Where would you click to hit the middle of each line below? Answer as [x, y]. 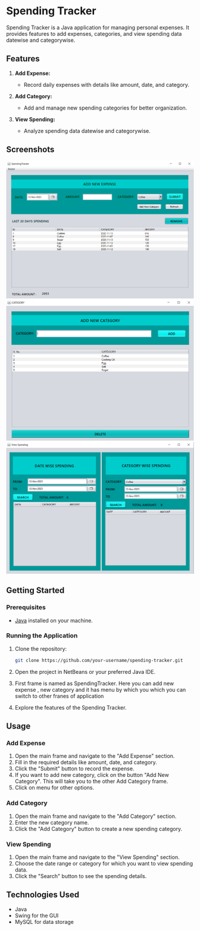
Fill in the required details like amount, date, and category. [86, 763]
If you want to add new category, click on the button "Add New [92, 775]
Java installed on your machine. [54, 620]
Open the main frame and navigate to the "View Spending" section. [97, 857]
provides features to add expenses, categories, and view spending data [94, 33]
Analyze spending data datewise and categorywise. [87, 131]
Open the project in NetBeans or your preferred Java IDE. [85, 671]
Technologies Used [43, 895]
